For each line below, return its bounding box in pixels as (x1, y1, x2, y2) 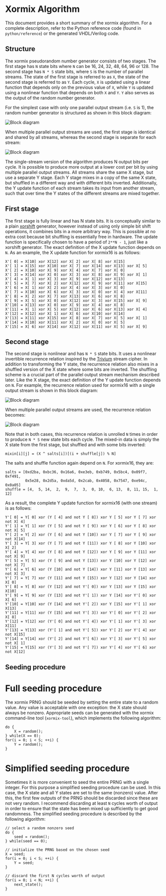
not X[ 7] (5, 563, 26, 568)
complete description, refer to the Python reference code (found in (5, 25, 141, 31)
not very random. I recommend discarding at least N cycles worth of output (5, 800, 158, 806)
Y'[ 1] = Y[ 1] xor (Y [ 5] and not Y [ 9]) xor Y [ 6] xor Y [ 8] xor (5, 524, 156, 529)
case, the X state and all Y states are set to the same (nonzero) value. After (5, 789, 159, 795)
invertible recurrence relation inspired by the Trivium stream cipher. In (5, 356, 148, 362)
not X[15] (5, 632, 26, 637)
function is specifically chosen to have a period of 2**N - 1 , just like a (5, 239, 148, 245)
